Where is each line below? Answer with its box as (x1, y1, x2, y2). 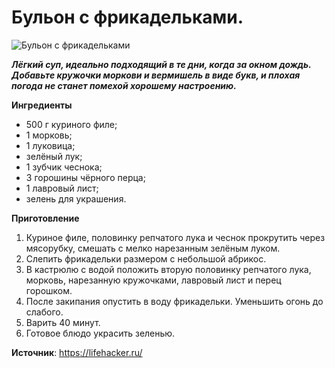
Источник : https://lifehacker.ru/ (11, 346, 143, 358)
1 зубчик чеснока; (25, 161, 103, 173)
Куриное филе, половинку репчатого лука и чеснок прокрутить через (25, 231, 326, 243)
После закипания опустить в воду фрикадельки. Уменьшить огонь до (25, 295, 324, 307)
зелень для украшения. (25, 192, 127, 205)
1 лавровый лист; (25, 182, 99, 194)
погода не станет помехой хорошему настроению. (11, 79, 237, 91)
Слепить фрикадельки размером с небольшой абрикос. (25, 252, 267, 265)
